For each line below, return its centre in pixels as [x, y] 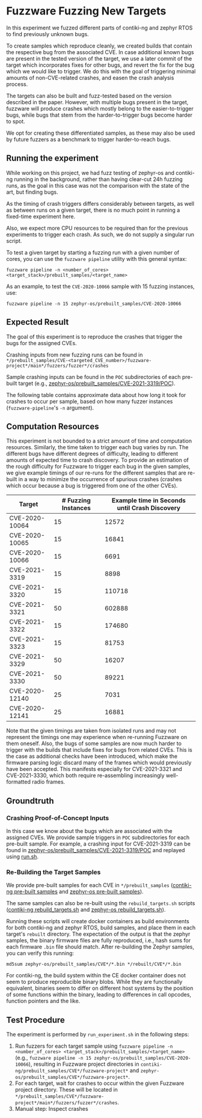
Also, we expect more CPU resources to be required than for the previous [97, 228]
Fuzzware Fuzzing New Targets [86, 11]
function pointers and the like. [43, 1001]
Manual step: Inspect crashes [51, 1109]
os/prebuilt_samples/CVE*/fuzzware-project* [72, 1078]
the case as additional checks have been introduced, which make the [92, 757]
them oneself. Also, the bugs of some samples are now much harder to [94, 743]
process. [17, 84]
